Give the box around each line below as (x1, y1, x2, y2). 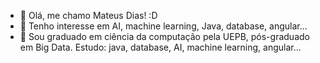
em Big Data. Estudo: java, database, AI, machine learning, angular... (19, 41, 302, 53)
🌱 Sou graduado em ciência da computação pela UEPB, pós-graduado (19, 31, 310, 42)
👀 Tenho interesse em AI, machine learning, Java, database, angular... (19, 20, 308, 32)
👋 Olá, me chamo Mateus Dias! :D (19, 10, 158, 21)
